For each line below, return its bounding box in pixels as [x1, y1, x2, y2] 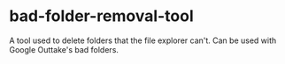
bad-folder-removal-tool [9, 6, 195, 26]
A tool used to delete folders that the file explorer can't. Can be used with [9, 35, 277, 46]
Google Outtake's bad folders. [9, 44, 119, 54]
